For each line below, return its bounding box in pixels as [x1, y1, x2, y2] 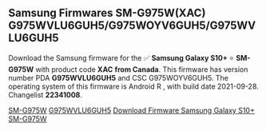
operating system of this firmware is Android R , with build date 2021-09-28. [8, 81, 260, 91]
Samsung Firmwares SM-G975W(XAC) [8, 6, 206, 20]
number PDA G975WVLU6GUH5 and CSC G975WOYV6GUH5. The [8, 73, 229, 82]
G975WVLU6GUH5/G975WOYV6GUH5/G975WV [8, 19, 256, 33]
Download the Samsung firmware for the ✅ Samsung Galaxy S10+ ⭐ [8, 53, 234, 62]
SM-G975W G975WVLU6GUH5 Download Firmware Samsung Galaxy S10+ [8, 105, 256, 115]
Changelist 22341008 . [8, 89, 82, 99]
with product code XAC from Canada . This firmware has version [35, 64, 248, 74]
